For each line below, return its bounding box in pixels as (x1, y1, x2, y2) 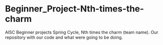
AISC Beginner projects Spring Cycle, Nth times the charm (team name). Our (5, 29, 159, 35)
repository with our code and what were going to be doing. (5, 34, 123, 40)
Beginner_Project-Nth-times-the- (5, 3, 145, 14)
